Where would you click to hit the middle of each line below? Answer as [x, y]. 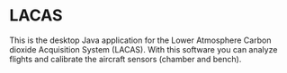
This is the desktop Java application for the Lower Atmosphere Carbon [140, 40]
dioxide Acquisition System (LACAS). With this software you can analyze [143, 49]
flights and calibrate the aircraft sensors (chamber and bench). [126, 59]
